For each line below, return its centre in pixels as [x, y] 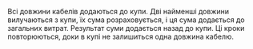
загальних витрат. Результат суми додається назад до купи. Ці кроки [126, 28]
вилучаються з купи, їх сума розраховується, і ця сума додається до [126, 20]
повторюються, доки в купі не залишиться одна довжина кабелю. [120, 36]
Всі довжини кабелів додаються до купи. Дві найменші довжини [118, 11]
